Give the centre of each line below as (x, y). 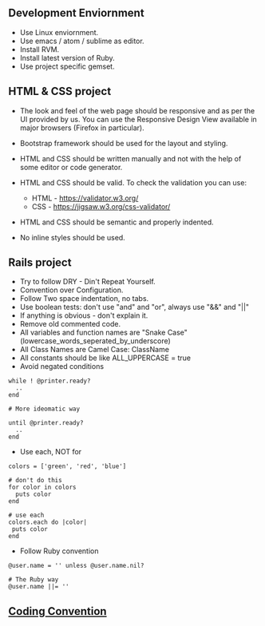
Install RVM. (40, 49)
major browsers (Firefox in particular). (82, 128)
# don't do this (35, 481)
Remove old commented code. (70, 324)
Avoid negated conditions (62, 366)
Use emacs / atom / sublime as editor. (82, 41)
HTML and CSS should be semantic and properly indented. (117, 222)
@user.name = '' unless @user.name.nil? (77, 566)
